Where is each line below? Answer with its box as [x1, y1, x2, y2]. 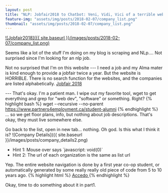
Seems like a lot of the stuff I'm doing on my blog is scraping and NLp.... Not [5, 50, 162, 56]
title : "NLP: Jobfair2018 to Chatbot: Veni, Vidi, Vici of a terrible [5, 12, 155, 17]
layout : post [5, 7, 32, 12]
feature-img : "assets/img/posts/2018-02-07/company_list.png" [5, 16, 137, 21]
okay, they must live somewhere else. [5, 117, 82, 123]
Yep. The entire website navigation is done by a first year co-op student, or [5, 162, 160, 168]
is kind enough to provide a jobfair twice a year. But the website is [5, 70, 141, 76]
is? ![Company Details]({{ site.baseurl [5, 132, 82, 138]
